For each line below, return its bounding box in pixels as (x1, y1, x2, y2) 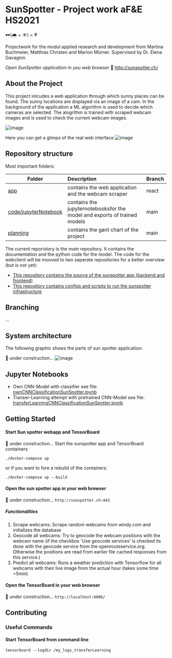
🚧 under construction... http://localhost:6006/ (5, 593, 105, 600)
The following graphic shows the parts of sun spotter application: (5, 345, 143, 352)
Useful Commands (5, 624, 53, 631)
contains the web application (67, 183, 137, 191)
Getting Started (5, 415, 56, 423)
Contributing (5, 608, 47, 617)
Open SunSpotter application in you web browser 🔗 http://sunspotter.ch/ (5, 64, 159, 70)
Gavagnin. (5, 54, 27, 60)
